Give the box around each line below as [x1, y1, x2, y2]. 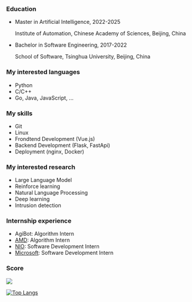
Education [6, 5, 37, 13]
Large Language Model [14, 177, 72, 184]
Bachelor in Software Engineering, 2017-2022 [14, 41, 127, 49]
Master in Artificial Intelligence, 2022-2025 [14, 19, 120, 26]
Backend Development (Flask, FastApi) [14, 141, 110, 149]
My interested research [6, 163, 76, 171]
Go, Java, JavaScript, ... [14, 94, 74, 101]
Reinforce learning [14, 183, 61, 190]
